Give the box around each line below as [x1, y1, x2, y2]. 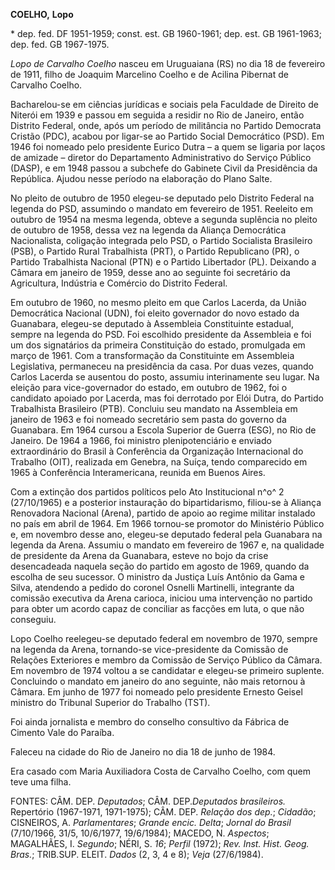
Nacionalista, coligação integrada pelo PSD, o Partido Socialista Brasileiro [10, 235, 313, 246]
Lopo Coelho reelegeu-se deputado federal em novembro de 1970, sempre [10, 633, 318, 644]
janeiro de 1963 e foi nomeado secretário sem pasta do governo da [10, 414, 287, 425]
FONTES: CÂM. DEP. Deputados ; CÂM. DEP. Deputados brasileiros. [10, 795, 287, 807]
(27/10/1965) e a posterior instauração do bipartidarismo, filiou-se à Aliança [10, 497, 322, 508]
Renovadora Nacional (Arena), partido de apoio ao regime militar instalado [10, 507, 316, 519]
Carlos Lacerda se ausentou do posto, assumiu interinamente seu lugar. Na [10, 371, 320, 383]
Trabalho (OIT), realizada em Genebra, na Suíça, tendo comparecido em [10, 456, 308, 468]
